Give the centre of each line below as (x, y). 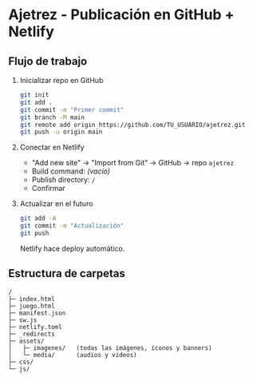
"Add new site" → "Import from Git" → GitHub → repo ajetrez (132, 163)
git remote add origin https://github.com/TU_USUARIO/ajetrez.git (132, 125)
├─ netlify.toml (35, 327)
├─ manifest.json (37, 313)
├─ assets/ (26, 341)
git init (34, 95)
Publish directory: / (63, 180)
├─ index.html (32, 299)
